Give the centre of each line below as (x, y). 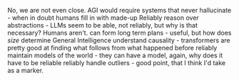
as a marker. (26, 70)
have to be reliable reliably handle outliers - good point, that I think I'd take (117, 63)
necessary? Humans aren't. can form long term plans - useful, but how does (119, 33)
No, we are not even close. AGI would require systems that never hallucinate (119, 10)
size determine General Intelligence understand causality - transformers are (119, 40)
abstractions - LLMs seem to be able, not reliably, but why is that (103, 25)
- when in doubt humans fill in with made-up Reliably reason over (103, 18)
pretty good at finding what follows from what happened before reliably (112, 48)
